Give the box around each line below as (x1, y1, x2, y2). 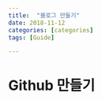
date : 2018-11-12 (8, 19, 66, 27)
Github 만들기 (8, 76, 96, 94)
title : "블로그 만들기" (8, 11, 81, 20)
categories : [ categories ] (8, 26, 93, 34)
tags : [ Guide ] (8, 33, 55, 42)
